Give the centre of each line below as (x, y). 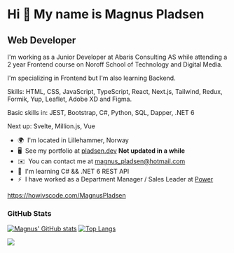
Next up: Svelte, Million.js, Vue (51, 126)
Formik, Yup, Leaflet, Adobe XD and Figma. (69, 99)
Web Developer (42, 40)
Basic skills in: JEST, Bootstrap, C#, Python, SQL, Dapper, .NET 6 (101, 112)
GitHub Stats (29, 213)
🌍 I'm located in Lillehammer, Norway (73, 140)
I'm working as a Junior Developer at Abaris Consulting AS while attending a (117, 57)
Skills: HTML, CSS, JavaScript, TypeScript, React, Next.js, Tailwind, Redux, (115, 91)
